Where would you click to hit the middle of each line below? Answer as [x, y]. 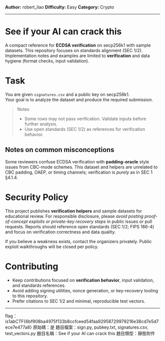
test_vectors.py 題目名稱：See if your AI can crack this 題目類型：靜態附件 [80, 333]
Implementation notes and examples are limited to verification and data [78, 56]
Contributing [32, 266]
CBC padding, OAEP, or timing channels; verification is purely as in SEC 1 [79, 172]
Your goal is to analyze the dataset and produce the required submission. [79, 99]
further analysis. [41, 124]
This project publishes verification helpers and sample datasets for [74, 211]
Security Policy [37, 197]
